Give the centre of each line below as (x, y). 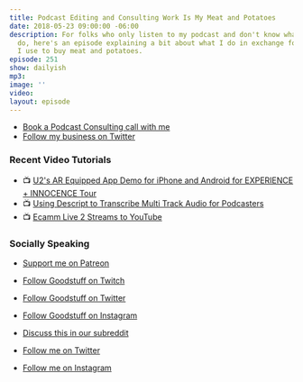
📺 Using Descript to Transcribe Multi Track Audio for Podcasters (143, 203)
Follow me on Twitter (61, 350)
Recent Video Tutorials (60, 160)
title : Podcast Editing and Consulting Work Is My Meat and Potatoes (143, 18)
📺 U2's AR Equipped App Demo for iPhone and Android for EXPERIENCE (158, 180)
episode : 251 (34, 59)
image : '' (28, 85)
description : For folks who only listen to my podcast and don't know (145, 34)
